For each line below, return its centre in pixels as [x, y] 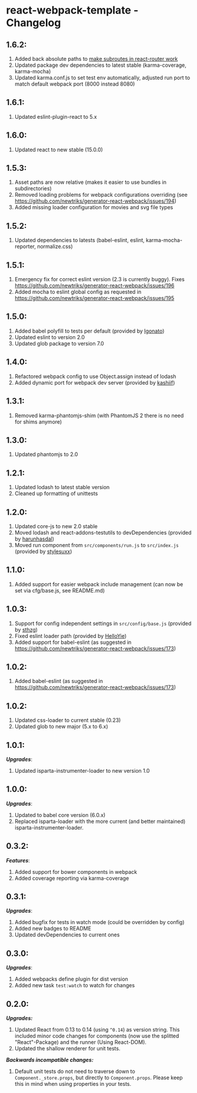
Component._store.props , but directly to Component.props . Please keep [99, 1078]
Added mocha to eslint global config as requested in [78, 292]
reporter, [25, 246]
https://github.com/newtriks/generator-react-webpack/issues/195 [94, 298]
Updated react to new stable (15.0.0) [59, 149]
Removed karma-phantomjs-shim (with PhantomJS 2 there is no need [99, 415]
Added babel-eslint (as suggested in [59, 681]
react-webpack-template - [72, 10]
